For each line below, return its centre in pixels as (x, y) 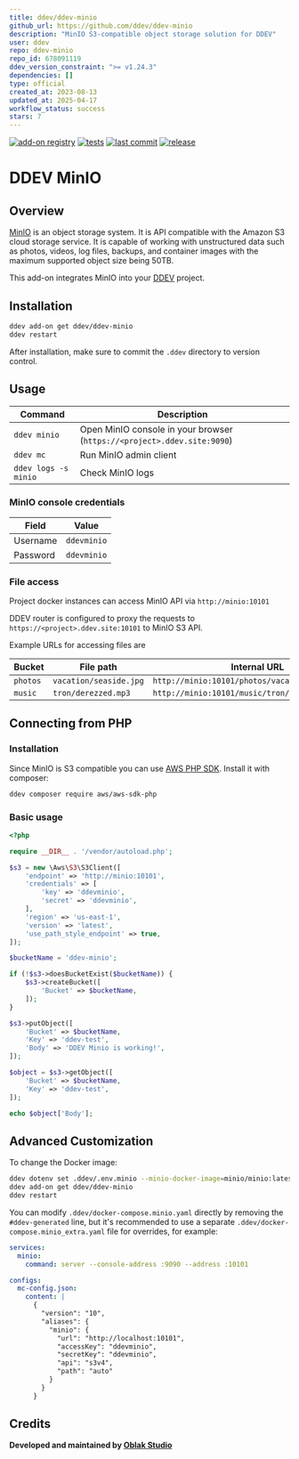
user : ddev (29, 42)
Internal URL (258, 667)
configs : (25, 1280)
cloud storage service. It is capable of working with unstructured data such (147, 242)
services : (28, 1247)
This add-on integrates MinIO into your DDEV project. (107, 278)
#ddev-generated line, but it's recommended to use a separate (122, 1221)
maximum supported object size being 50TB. (92, 261)
